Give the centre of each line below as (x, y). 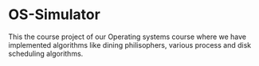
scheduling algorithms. (46, 53)
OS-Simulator (55, 15)
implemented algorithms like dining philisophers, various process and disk (130, 45)
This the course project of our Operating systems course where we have (128, 37)
